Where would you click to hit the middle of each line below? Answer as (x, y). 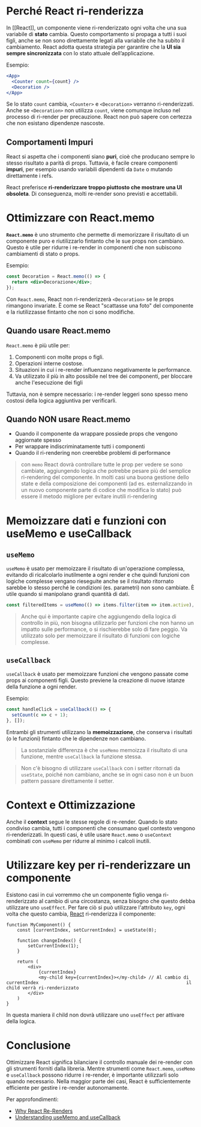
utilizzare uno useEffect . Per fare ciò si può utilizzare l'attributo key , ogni (96, 907)
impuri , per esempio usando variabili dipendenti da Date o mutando (89, 169)
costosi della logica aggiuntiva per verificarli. (61, 400)
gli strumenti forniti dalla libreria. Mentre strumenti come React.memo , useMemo (101, 1068)
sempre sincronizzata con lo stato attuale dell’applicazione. (80, 53)
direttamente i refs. (30, 176)
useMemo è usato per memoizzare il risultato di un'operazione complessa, (95, 568)
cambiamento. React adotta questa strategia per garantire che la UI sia (94, 47)
